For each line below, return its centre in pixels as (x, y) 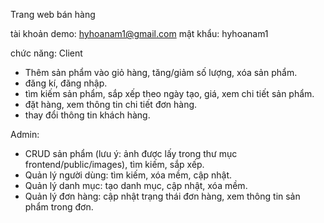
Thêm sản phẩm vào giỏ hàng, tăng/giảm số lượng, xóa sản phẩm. (161, 72)
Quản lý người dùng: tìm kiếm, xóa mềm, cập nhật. (128, 175)
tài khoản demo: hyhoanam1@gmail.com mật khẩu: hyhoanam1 (139, 33)
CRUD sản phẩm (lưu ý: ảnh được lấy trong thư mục (131, 153)
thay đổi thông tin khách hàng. (87, 115)
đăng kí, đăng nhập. (66, 83)
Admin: (25, 134)
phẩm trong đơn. (59, 207)
